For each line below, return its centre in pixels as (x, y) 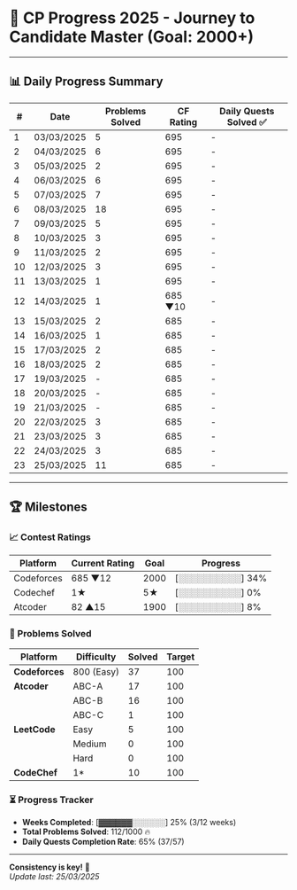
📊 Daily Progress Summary (86, 82)
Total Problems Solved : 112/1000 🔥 (86, 831)
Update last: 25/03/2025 (54, 877)
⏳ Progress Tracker (52, 800)
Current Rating (103, 564)
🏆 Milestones (49, 507)
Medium (90, 744)
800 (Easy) (96, 671)
